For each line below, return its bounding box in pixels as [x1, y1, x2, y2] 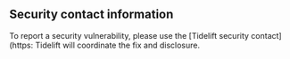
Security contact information [9, 7, 174, 22]
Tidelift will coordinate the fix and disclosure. [35, 40, 201, 50]
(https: [9, 40, 34, 50]
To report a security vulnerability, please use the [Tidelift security [9, 30, 250, 41]
